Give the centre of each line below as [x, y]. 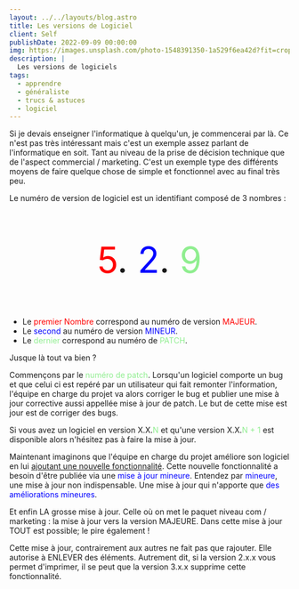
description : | [37, 59]
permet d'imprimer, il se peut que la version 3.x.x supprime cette [128, 567]
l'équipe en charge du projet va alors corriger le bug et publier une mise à [144, 394]
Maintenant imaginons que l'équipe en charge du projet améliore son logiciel [149, 457]
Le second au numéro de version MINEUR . [100, 331]
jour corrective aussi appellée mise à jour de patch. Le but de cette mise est [148, 403]
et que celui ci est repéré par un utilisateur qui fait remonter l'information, [143, 384]
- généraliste [43, 92]
